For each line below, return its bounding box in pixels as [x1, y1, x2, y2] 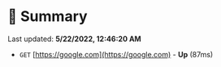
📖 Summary [7, 7, 88, 26]
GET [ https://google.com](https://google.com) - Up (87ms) [19, 49, 214, 59]
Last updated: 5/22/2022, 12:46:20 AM [7, 34, 141, 44]
